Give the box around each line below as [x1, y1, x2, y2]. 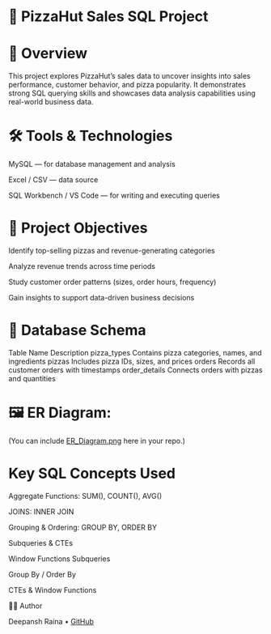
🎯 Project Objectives [8, 219, 148, 237]
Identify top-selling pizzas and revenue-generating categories [8, 246, 216, 255]
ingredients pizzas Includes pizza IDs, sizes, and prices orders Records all [8, 356, 256, 366]
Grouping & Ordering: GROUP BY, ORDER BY [8, 522, 158, 532]
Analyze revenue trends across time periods [8, 262, 156, 270]
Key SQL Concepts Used [8, 465, 176, 483]
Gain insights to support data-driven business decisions [8, 293, 195, 302]
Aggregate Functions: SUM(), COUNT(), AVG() [8, 491, 163, 500]
